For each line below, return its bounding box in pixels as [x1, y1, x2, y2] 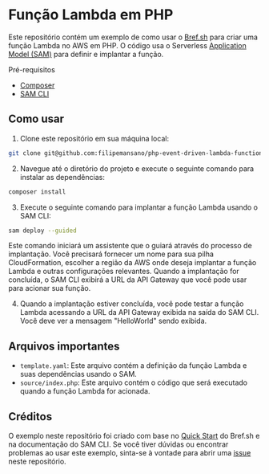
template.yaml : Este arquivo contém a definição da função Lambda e [19, 361, 247, 370]
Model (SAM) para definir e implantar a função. [8, 49, 164, 59]
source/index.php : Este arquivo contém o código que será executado [19, 378, 248, 387]
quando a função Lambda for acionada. [19, 386, 151, 396]
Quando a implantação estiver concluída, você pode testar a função [19, 299, 244, 309]
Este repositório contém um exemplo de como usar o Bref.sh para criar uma [8, 32, 259, 42]
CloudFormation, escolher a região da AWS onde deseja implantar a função [8, 258, 257, 268]
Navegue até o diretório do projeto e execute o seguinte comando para [19, 163, 255, 174]
